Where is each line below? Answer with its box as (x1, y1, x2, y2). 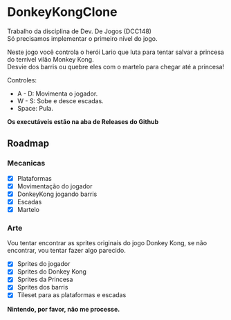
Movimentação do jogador (17, 181, 93, 190)
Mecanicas (7, 159, 46, 168)
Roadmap (7, 138, 50, 150)
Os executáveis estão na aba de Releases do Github (7, 117, 159, 125)
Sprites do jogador (17, 260, 71, 268)
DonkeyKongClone (7, 4, 118, 20)
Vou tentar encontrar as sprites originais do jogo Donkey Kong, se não (7, 239, 207, 247)
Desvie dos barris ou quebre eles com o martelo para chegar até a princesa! (7, 62, 225, 71)
